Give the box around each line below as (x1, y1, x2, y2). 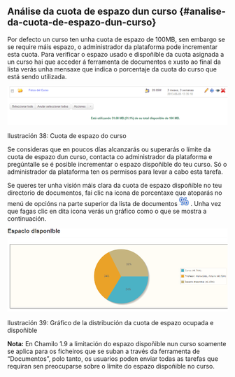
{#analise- (179, 6, 226, 18)
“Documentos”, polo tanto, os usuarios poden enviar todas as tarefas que (7, 354, 219, 363)
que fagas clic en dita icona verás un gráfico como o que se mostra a (7, 207, 207, 215)
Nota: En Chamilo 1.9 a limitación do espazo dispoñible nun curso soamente (7, 339, 227, 348)
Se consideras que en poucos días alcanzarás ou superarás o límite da (7, 145, 211, 153)
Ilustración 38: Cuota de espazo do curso (7, 131, 127, 139)
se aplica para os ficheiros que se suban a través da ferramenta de (7, 347, 201, 355)
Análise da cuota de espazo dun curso (7, 6, 178, 18)
